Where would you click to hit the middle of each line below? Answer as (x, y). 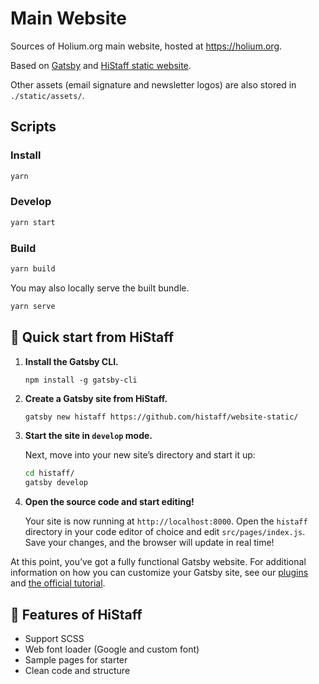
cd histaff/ (49, 473)
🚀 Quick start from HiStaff (92, 337)
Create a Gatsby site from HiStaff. (96, 398)
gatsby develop (56, 483)
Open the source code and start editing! (109, 502)
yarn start (33, 222)
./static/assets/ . (47, 95)
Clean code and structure (77, 670)
